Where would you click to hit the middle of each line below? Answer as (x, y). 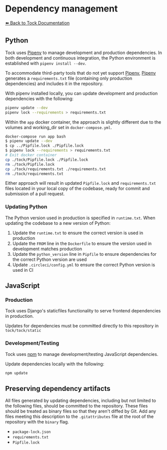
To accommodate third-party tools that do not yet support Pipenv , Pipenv (80, 73)
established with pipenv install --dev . (46, 63)
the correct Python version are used (49, 259)
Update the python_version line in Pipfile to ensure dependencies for (84, 254)
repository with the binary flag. (37, 422)
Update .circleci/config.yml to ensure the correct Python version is (84, 265)
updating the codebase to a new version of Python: (58, 223)
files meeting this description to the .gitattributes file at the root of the (79, 416)
